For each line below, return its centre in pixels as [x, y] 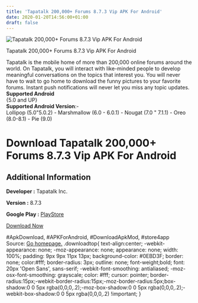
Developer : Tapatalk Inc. [37, 191]
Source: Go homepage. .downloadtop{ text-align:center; [74, 244]
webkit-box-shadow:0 [33, 294]
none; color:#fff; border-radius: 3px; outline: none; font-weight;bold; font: [95, 262]
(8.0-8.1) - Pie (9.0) [29, 119]
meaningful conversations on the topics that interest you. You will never [93, 75]
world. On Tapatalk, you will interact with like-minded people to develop [93, 69]
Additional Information [48, 177]
